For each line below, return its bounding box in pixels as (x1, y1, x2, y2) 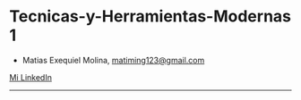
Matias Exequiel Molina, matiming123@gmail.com (21, 54, 205, 65)
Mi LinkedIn (9, 71, 52, 82)
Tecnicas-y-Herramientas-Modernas (9, 6, 292, 27)
